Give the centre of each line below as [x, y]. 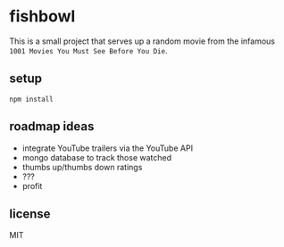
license [30, 214]
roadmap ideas [52, 127]
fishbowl [42, 16]
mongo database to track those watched [97, 157]
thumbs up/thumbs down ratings [82, 167]
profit [32, 185]
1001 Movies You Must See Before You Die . [88, 50]
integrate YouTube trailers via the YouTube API [108, 148]
